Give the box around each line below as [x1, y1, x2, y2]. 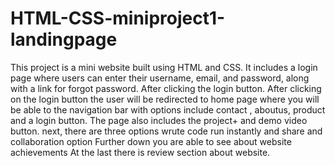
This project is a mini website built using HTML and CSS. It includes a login [10, 61, 318, 73]
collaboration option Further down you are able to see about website [10, 135, 292, 147]
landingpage [10, 28, 118, 51]
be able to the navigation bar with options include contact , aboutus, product [10, 103, 326, 116]
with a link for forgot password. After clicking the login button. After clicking [10, 82, 322, 94]
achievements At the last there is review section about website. [10, 146, 271, 158]
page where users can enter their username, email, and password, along [10, 72, 310, 84]
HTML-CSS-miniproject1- [10, 7, 226, 30]
